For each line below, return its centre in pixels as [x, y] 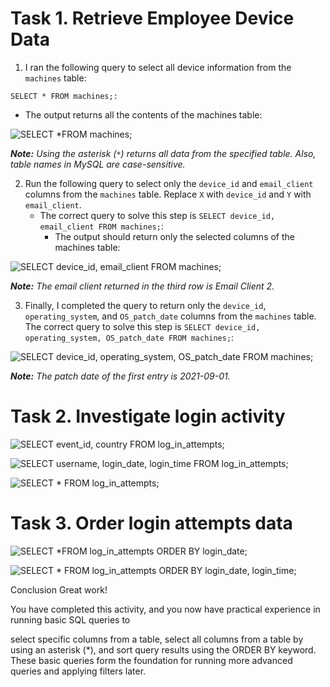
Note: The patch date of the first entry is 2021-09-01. [120, 376]
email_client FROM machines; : [101, 226]
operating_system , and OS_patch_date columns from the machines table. [170, 316]
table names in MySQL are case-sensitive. [98, 164]
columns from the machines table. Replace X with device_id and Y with [168, 194]
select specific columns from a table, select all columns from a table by [157, 639]
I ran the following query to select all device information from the [158, 67]
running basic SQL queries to [70, 619]
